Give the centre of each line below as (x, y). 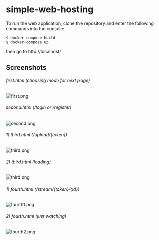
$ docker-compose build (31, 38)
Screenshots (26, 67)
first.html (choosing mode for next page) (48, 80)
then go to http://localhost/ (33, 51)
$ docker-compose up (27, 42)
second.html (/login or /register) (39, 107)
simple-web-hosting (50, 9)
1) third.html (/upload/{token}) (36, 135)
